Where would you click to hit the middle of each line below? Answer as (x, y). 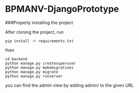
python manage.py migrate (32, 72)
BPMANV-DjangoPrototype (62, 9)
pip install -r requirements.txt (39, 41)
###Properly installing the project (39, 23)
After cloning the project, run (35, 32)
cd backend (16, 59)
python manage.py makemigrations (39, 68)
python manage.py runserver (34, 76)
